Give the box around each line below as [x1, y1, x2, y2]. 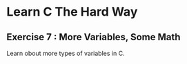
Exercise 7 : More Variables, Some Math [6, 31, 181, 43]
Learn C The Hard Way [6, 4, 138, 20]
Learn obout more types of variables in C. [6, 49, 125, 57]
